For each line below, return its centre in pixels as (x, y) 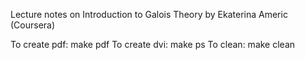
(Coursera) (33, 25)
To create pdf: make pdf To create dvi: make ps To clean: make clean (153, 44)
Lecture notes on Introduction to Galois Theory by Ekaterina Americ (149, 14)
